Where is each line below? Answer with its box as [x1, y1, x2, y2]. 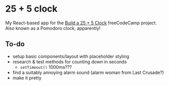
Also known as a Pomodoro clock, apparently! [5, 25, 101, 31]
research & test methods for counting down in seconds [12, 59, 127, 65]
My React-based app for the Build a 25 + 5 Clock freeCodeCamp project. [5, 20, 157, 26]
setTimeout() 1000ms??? [20, 64, 72, 70]
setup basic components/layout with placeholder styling [12, 53, 130, 59]
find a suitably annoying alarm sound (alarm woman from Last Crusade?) [12, 69, 164, 75]
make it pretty [12, 74, 42, 81]
